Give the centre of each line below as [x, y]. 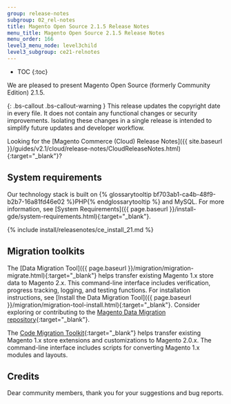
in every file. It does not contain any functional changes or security [102, 113]
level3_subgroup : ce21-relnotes [53, 52]
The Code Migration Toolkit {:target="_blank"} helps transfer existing [104, 333]
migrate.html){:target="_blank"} [52, 275]
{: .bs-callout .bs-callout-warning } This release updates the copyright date [114, 106]
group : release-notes [38, 13]
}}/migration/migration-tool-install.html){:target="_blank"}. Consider [103, 305]
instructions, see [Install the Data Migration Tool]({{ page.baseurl [99, 297]
